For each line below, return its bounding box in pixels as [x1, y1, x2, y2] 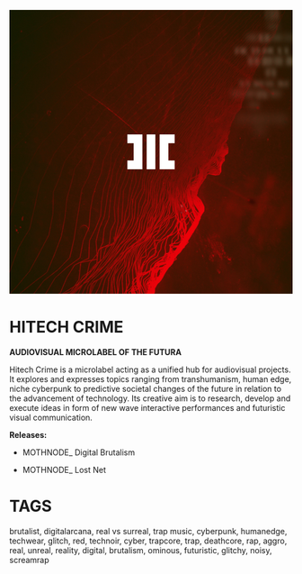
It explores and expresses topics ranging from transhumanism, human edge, [9, 373, 292, 384]
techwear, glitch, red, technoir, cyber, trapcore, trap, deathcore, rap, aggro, [9, 535, 288, 546]
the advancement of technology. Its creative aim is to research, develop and [9, 393, 291, 404]
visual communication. [9, 412, 93, 423]
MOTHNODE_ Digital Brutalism [22, 447, 136, 458]
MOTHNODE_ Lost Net [22, 464, 106, 475]
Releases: [9, 429, 48, 440]
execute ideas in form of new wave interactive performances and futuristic [9, 402, 286, 413]
